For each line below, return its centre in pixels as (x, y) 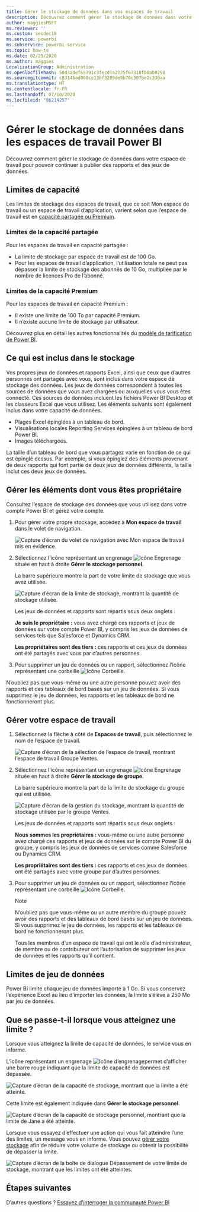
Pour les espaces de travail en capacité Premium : (67, 304)
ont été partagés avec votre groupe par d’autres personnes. (88, 872)
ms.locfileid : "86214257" (38, 100)
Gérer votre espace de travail (61, 720)
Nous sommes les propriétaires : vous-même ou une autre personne (99, 835)
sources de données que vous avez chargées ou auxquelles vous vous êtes (98, 391)
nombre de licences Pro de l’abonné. (60, 275)
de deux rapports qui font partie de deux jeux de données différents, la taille (99, 465)
